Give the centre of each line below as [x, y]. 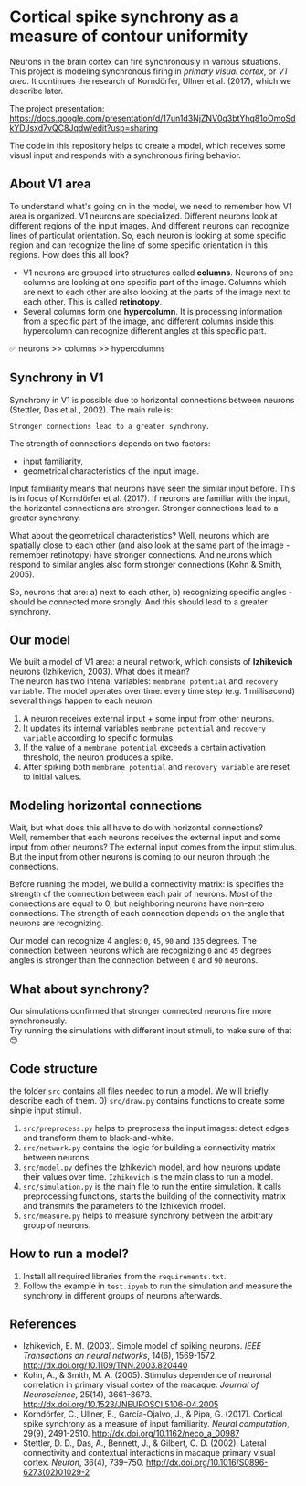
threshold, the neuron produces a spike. [98, 757]
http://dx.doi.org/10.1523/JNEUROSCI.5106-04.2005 [121, 1405]
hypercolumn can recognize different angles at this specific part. [144, 330]
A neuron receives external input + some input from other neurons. [148, 719]
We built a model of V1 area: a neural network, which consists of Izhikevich [151, 662]
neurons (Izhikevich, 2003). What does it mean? [100, 672]
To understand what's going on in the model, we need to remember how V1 [151, 206]
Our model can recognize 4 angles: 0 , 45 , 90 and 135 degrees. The [133, 941]
